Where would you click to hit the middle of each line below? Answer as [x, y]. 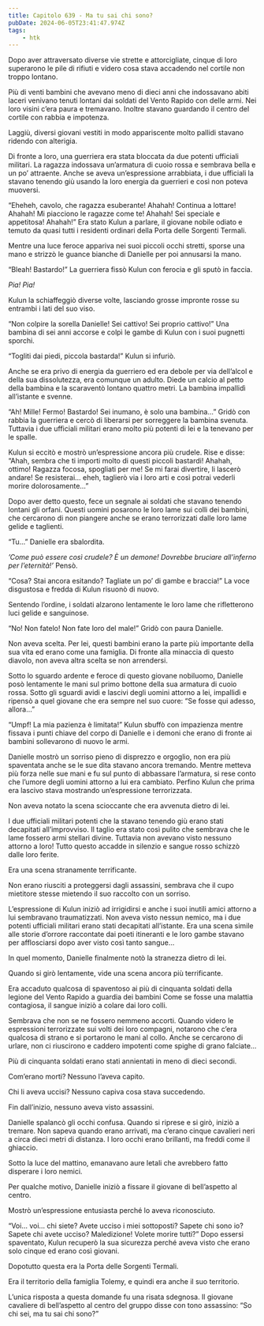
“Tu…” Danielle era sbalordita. [56, 542]
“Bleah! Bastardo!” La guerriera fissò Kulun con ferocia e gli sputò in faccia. [130, 270]
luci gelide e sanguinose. [48, 613]
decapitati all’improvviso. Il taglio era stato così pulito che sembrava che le [129, 829]
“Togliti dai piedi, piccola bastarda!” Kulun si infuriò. [92, 356]
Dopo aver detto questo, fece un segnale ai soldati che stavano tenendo [125, 501]
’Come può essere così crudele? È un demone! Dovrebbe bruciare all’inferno [132, 557]
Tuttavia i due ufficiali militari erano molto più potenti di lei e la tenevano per [131, 429]
